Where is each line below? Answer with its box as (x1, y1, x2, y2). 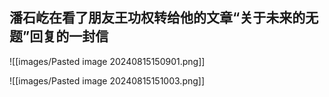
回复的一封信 (29, 28, 109, 45)
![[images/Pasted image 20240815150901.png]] (9, 55, 206, 67)
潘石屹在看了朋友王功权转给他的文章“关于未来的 (9, 9, 306, 27)
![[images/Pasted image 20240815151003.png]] (9, 74, 206, 87)
